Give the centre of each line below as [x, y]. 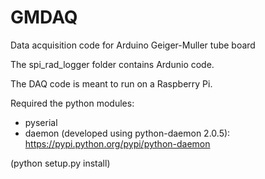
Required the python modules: [72, 103]
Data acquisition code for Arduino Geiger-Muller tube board [133, 45]
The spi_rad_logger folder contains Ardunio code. [112, 64]
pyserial [41, 122]
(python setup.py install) [60, 163]
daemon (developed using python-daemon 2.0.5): [127, 133]
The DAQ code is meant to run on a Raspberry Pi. [111, 83]
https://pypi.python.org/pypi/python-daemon [117, 143]
